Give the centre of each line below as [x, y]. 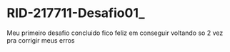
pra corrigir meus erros [41, 40]
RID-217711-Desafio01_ [76, 13]
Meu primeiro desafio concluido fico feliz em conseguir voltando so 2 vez [115, 33]
